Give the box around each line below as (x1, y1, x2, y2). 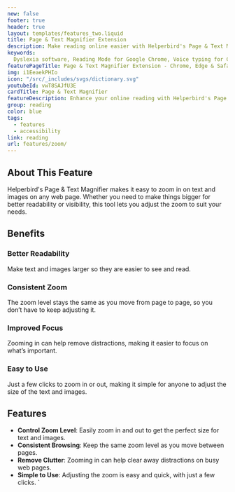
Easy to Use (7, 364, 48, 374)
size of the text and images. (7, 387, 87, 396)
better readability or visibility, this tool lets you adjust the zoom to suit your (7, 200, 222, 208)
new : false (7, 10, 39, 18)
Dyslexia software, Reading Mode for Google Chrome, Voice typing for (13, 56, 224, 63)
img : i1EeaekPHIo (7, 69, 58, 76)
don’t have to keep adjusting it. (7, 306, 97, 314)
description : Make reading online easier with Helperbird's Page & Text (7, 43, 224, 50)
